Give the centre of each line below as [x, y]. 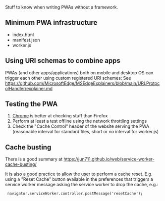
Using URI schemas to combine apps [63, 61]
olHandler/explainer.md [29, 88]
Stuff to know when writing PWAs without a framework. [61, 7]
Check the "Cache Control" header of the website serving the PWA [81, 126]
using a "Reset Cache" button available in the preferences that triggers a [79, 179]
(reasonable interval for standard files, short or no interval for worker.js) [85, 132]
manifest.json [26, 40]
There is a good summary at [34, 159]
